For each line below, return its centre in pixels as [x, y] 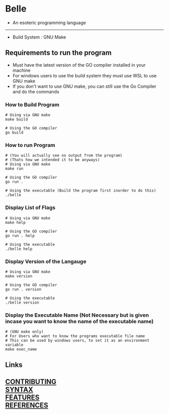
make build [17, 119]
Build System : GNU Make [39, 37]
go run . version [23, 289]
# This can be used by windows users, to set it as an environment [77, 341]
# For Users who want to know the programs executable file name [75, 336]
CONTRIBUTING [31, 382]
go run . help [20, 236]
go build [14, 133]
